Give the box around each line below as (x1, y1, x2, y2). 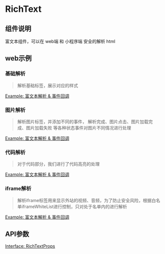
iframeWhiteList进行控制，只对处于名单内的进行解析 (21, 204, 127, 210)
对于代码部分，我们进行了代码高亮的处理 (17, 161, 100, 167)
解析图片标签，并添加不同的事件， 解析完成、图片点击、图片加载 (17, 119, 149, 125)
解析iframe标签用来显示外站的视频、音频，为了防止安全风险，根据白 (17, 197, 156, 203)
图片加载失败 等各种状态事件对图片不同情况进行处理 (26, 125, 131, 130)
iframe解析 (5, 185, 32, 192)
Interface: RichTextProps (5, 243, 55, 249)
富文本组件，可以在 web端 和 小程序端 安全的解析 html (5, 39, 116, 44)
